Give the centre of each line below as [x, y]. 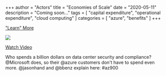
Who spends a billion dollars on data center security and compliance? [78, 57]
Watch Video [19, 47]
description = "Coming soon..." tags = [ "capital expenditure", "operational [83, 13]
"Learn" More [20, 28]
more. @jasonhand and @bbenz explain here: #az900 [62, 68]
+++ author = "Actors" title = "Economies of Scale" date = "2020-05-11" [81, 7]
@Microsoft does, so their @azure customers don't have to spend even [80, 62]
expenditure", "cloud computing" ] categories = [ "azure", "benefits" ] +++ [83, 18]
